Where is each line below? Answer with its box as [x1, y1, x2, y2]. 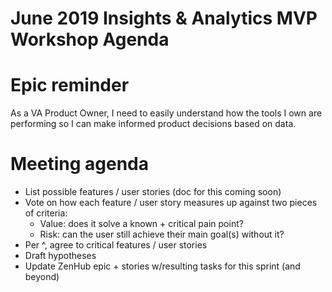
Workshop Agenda [10, 28, 170, 51]
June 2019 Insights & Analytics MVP [10, 7, 318, 30]
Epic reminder [10, 74, 130, 97]
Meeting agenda [10, 153, 150, 176]
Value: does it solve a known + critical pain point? [39, 218, 244, 230]
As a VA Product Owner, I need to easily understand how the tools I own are [10, 107, 323, 119]
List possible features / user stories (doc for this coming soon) [24, 186, 282, 198]
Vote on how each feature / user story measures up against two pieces [24, 197, 318, 209]
